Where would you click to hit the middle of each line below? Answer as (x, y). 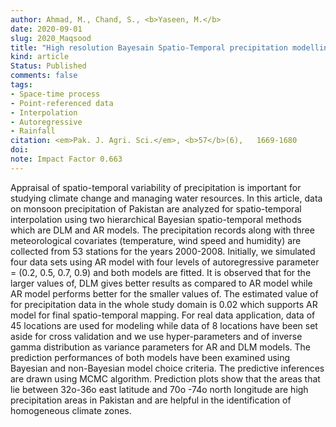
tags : (21, 85)
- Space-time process (55, 94)
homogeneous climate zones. (71, 410)
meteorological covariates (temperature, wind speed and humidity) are (156, 240)
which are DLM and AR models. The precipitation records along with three (162, 230)
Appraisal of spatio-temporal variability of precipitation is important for (156, 187)
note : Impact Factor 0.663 (66, 159)
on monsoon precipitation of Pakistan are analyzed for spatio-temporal (156, 208)
